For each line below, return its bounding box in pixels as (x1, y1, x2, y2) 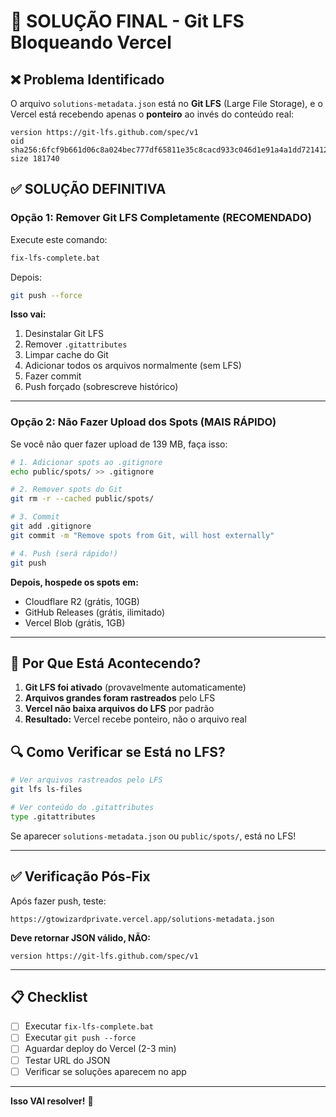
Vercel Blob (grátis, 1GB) (24, 616, 126, 629)
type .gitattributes (10, 811, 97, 822)
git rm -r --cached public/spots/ (10, 494, 155, 504)
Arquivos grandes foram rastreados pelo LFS (24, 692, 216, 704)
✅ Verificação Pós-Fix (10, 868, 151, 885)
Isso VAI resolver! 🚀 (10, 1095, 94, 1107)
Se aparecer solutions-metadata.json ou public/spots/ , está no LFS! (10, 830, 297, 842)
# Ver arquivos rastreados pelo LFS (10, 775, 163, 785)
